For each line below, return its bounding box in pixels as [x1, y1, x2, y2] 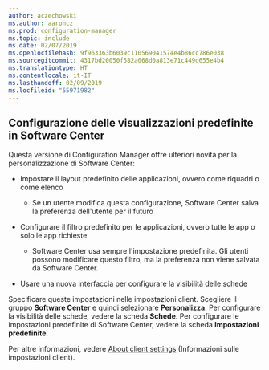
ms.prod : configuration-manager [8, 26, 116, 35]
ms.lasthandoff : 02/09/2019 [8, 79, 103, 87]
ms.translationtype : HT [8, 64, 88, 72]
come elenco [19, 182, 63, 193]
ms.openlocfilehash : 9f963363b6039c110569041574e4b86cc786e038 [8, 49, 225, 57]
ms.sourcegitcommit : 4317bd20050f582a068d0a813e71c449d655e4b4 [8, 57, 225, 65]
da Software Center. [31, 263, 99, 273]
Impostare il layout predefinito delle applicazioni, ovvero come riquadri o [19, 174, 259, 184]
